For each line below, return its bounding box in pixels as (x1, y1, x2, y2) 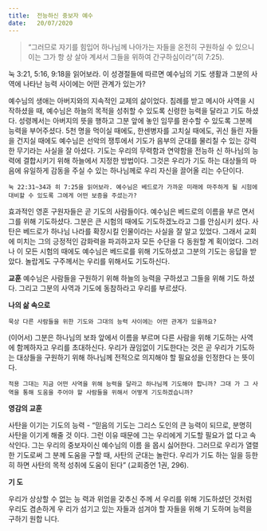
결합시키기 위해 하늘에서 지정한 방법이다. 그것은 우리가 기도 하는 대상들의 (22, 155, 249, 165)
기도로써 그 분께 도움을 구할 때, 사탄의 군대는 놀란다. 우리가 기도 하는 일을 (16, 450, 244, 459)
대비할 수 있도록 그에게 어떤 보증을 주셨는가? (8, 191, 137, 199)
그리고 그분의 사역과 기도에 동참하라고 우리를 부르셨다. (18, 283, 187, 293)
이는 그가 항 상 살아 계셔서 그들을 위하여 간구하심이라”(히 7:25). (27, 52, 225, 61)
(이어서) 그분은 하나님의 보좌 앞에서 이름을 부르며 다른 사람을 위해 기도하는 (8, 332, 239, 342)
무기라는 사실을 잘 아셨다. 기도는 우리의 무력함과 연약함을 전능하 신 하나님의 (16, 145, 251, 155)
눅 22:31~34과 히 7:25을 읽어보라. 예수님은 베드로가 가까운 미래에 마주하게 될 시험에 (8, 183, 257, 191)
